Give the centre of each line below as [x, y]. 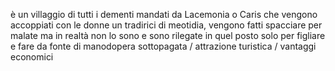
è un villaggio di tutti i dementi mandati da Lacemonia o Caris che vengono [164, 14]
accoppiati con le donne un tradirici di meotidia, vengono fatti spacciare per [166, 25]
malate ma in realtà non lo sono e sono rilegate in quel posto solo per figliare [168, 35]
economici [32, 57]
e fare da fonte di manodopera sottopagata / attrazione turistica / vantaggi [163, 46]
